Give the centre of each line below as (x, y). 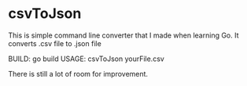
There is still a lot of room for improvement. (78, 73)
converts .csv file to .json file (55, 43)
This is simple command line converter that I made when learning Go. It (124, 35)
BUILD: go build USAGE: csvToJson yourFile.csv (87, 59)
